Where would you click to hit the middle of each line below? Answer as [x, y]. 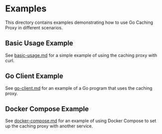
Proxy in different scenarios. [34, 27]
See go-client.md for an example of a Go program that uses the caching [79, 88]
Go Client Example [34, 76]
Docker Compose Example [47, 109]
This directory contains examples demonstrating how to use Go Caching [79, 22]
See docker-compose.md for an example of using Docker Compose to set [81, 121]
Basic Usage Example [39, 43]
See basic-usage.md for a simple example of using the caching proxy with [81, 55]
